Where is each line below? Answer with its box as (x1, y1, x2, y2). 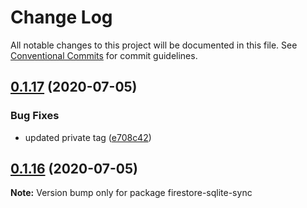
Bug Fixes (10, 109, 60, 123)
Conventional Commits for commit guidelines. (10, 49, 198, 61)
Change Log (10, 6, 113, 29)
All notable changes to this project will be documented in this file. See (10, 39, 298, 51)
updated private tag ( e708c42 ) (24, 131, 152, 143)
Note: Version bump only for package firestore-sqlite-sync (10, 187, 253, 199)
